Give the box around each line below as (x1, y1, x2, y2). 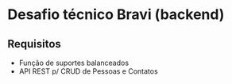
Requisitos (7, 37, 61, 51)
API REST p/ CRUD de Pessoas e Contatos (18, 67, 158, 76)
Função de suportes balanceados (18, 58, 129, 67)
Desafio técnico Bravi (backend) (7, 6, 225, 24)
